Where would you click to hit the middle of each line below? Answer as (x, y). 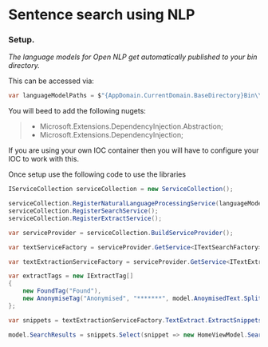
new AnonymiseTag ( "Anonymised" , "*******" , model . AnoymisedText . (134, 299)
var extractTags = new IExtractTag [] (71, 276)
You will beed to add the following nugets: (77, 111)
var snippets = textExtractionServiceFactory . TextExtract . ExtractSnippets (135, 320)
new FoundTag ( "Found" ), (62, 291)
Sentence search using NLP (102, 15)
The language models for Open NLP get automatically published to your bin (133, 57)
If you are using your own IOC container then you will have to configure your (134, 150)
